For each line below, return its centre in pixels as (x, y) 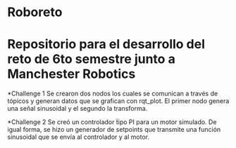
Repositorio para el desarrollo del (106, 45)
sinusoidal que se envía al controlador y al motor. (79, 137)
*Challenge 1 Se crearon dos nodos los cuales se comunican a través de (113, 94)
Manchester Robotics (72, 74)
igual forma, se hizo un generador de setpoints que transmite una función (114, 130)
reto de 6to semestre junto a (92, 59)
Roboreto (35, 12)
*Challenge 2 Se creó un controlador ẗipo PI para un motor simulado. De (112, 122)
